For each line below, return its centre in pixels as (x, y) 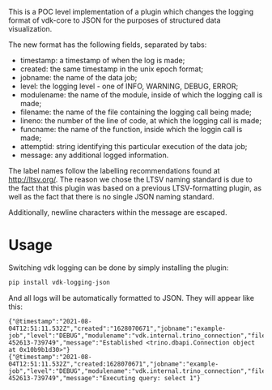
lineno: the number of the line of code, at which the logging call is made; (140, 120)
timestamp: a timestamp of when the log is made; (102, 60)
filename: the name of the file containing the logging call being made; (136, 112)
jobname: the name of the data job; (79, 77)
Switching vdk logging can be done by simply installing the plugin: (119, 268)
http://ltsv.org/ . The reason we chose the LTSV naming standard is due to (130, 179)
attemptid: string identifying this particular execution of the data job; (134, 146)
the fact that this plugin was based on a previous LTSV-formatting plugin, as (135, 188)
